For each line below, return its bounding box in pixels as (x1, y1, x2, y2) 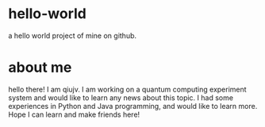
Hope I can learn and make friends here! (8, 110, 140, 119)
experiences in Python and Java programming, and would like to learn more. (8, 101, 258, 110)
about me (8, 58, 72, 77)
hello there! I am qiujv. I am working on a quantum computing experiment (8, 84, 248, 94)
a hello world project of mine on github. (8, 31, 137, 40)
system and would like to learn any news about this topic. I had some (8, 92, 234, 103)
